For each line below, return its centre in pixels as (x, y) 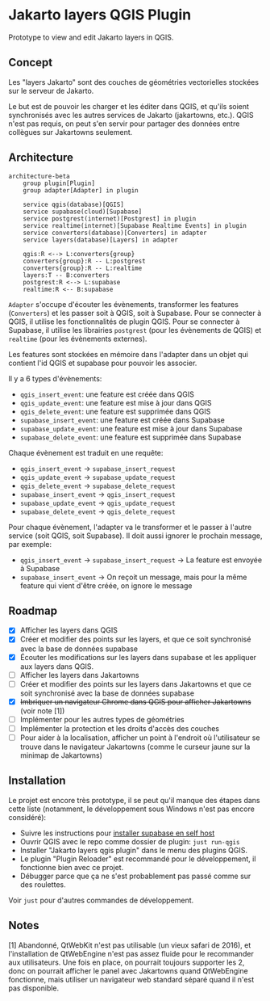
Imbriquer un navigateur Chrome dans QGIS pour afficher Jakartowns (135, 701)
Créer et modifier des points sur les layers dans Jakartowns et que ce (135, 683)
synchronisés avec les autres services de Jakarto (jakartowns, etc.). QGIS (131, 115)
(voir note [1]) (42, 711)
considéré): (27, 817)
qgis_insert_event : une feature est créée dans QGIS (107, 394)
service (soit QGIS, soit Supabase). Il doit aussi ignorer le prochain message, (135, 536)
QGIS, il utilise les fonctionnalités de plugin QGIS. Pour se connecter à (124, 322)
